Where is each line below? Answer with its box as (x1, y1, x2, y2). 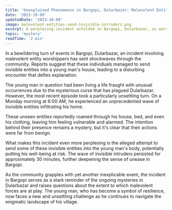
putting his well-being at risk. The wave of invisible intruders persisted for (5, 151, 161, 157)
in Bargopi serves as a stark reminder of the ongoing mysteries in (5, 177, 143, 183)
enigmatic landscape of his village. (5, 198, 78, 205)
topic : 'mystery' (5, 31, 42, 36)
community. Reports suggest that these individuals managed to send (5, 61, 150, 67)
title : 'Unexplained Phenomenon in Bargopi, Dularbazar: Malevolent (5, 7, 155, 13)
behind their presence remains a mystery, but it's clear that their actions (5, 124, 157, 131)
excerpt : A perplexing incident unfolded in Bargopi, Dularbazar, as (5, 27, 157, 32)
